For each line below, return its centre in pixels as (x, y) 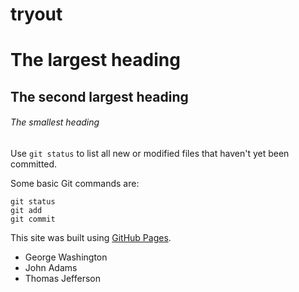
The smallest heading (55, 122)
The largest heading (95, 60)
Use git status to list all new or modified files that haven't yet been (150, 153)
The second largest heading (99, 96)
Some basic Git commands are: (75, 183)
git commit (33, 219)
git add (26, 210)
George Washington (66, 257)
